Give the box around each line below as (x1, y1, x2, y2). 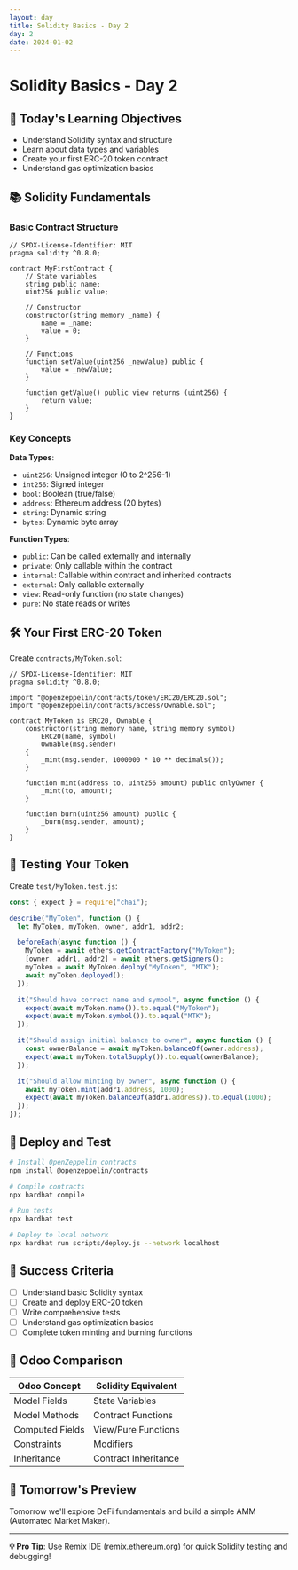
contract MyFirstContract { (9, 263, 114, 273)
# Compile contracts (9, 1181, 86, 1191)
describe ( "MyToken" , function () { (9, 914, 141, 922)
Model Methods (13, 1409, 80, 1421)
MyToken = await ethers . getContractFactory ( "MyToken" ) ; (25, 946, 237, 955)
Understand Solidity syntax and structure (21, 135, 173, 145)
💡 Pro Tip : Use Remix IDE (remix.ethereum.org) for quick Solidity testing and (9, 1541, 288, 1551)
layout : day (9, 12, 53, 22)
